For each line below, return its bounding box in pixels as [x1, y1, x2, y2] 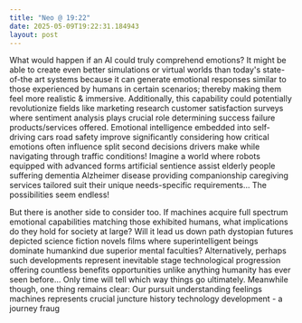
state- [262, 64, 286, 75]
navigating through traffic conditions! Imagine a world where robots [9, 151, 260, 162]
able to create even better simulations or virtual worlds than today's [9, 64, 261, 75]
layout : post [9, 30, 59, 39]
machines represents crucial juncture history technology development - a [9, 293, 283, 304]
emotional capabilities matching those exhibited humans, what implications [9, 216, 288, 227]
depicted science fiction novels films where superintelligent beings [9, 236, 259, 247]
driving [9, 132, 36, 143]
